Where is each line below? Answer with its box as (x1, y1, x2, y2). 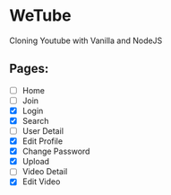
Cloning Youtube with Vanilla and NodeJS (9, 35, 163, 46)
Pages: (9, 61, 49, 76)
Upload (21, 156, 50, 167)
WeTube (9, 5, 72, 26)
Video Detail (21, 166, 68, 177)
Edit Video (21, 176, 61, 187)
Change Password (21, 146, 90, 157)
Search (21, 115, 49, 126)
